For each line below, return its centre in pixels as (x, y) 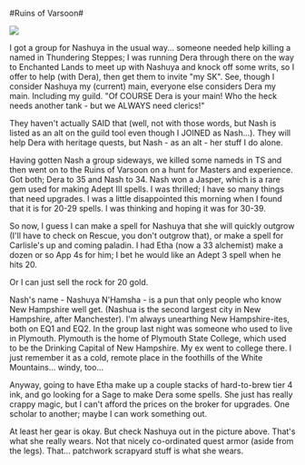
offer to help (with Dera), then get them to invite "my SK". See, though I (142, 77)
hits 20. (24, 264)
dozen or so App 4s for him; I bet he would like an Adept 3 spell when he (145, 255)
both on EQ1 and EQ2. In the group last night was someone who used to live (151, 329)
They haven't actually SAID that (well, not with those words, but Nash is (143, 123)
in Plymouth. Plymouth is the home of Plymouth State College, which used (148, 338)
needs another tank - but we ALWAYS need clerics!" (107, 105)
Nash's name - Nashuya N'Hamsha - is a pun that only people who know (146, 300)
